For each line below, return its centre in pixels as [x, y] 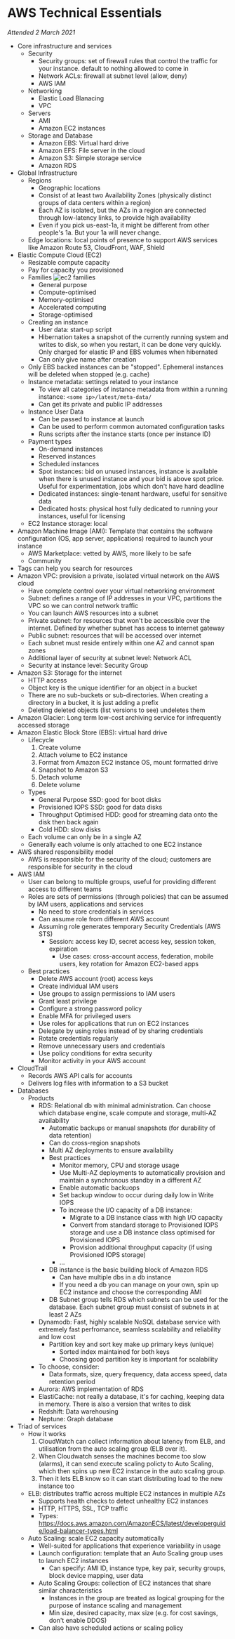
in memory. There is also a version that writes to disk [115, 1404]
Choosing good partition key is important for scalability [139, 1359]
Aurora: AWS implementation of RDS [91, 1389]
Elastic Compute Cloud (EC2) [60, 255]
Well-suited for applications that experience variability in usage [129, 1546]
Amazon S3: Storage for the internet [70, 673]
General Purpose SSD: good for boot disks [100, 799]
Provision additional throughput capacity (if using [141, 1247]
